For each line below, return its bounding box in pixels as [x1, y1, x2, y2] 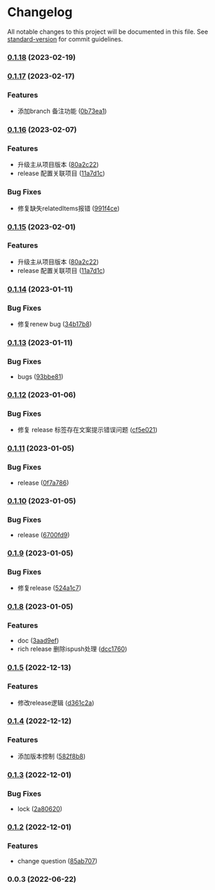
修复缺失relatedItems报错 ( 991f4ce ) [17, 204, 120, 213]
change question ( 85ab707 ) [17, 857, 98, 865]
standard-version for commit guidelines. [7, 34, 123, 43]
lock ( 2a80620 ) [17, 804, 63, 813]
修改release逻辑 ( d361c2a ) [17, 699, 95, 707]
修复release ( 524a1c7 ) [17, 584, 82, 593]
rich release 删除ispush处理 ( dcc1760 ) [17, 645, 127, 653]
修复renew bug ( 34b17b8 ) [17, 320, 92, 328]
